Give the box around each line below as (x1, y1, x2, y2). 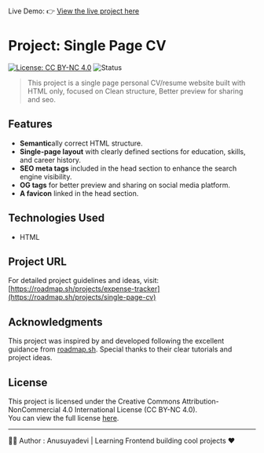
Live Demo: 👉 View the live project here (8, 6, 140, 16)
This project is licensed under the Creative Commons (8, 396, 181, 406)
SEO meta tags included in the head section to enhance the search (19, 164, 237, 173)
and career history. (19, 155, 81, 164)
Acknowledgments (8, 315, 104, 329)
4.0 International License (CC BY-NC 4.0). (62, 405, 198, 414)
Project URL (8, 255, 67, 268)
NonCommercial (8, 405, 61, 414)
